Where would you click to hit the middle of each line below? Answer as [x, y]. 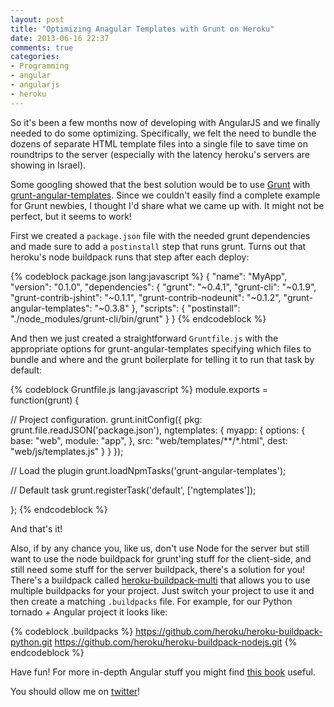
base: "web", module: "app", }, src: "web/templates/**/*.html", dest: [149, 440]
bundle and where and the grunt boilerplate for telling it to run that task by [162, 359]
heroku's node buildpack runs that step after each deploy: [130, 257]
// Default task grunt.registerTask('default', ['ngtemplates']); [133, 490]
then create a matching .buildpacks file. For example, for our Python [151, 601]
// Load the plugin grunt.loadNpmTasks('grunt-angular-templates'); [148, 470]
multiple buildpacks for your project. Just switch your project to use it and [162, 590]
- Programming [40, 66]
